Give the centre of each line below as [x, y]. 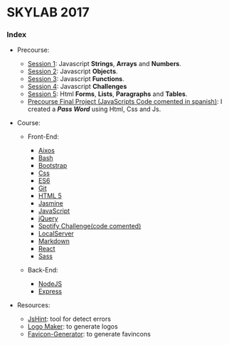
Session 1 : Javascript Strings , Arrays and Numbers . [105, 64]
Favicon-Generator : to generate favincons [89, 334]
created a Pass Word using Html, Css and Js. [94, 109]
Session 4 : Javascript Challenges [77, 87]
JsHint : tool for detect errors [69, 319]
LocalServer [56, 234]
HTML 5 [50, 196]
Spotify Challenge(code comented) [90, 226]
